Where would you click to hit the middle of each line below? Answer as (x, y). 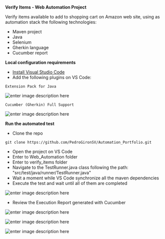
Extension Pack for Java (31, 86)
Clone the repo (27, 133)
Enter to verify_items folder (40, 162)
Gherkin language (30, 47)
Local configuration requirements (40, 62)
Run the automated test (30, 123)
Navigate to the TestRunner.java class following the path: (70, 167)
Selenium (22, 42)
